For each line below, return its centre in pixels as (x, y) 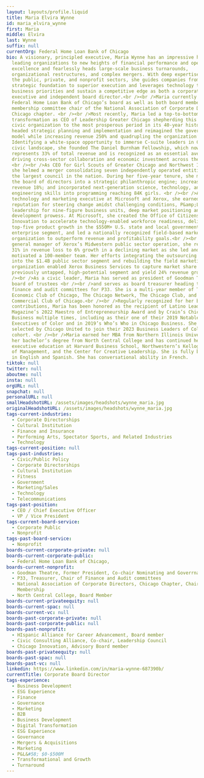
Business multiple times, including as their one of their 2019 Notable (106, 318)
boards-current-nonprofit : (40, 567)
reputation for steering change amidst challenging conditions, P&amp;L (106, 205)
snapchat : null (25, 391)
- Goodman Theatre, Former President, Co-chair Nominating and (93, 573)
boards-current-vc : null (38, 612)
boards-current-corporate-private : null (58, 550)
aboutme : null (24, 374)
